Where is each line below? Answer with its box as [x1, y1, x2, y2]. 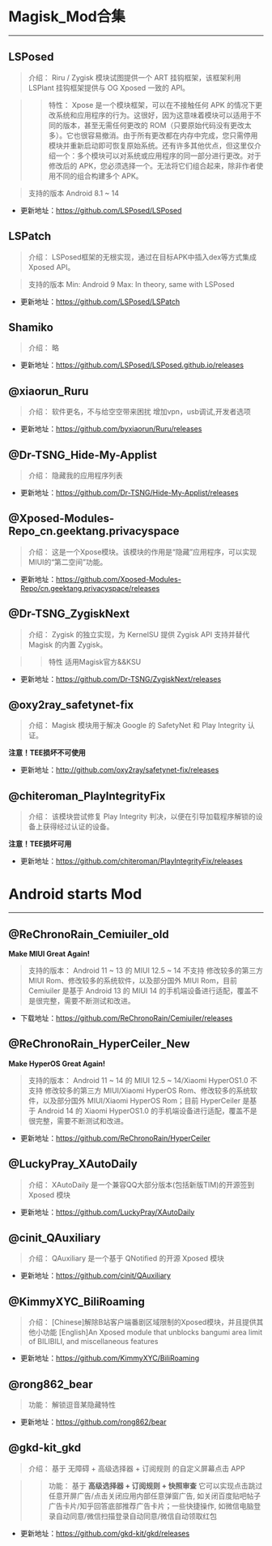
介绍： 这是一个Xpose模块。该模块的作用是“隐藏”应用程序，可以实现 [28, 546, 257, 556]
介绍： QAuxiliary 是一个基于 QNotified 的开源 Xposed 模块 [28, 1253, 225, 1263]
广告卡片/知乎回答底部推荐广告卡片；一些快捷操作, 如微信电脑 [48, 1501, 254, 1510]
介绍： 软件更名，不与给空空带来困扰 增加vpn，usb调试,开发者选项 [28, 407, 251, 417]
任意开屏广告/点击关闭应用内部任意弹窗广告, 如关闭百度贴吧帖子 [48, 1491, 261, 1501]
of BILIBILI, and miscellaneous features [28, 1337, 159, 1347]
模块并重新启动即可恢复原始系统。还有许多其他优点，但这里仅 [48, 140, 255, 150]
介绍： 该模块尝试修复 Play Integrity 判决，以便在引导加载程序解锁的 [28, 812, 257, 821]
